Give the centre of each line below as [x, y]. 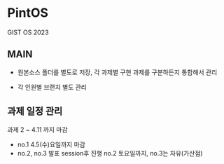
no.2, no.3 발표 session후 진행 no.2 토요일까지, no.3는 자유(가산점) [110, 153]
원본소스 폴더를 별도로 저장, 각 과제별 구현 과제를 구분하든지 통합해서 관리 [117, 72]
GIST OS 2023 [28, 32]
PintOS [28, 13]
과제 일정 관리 [35, 111]
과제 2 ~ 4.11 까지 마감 [37, 129]
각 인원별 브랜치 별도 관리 [52, 87]
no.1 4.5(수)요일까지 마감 [51, 144]
